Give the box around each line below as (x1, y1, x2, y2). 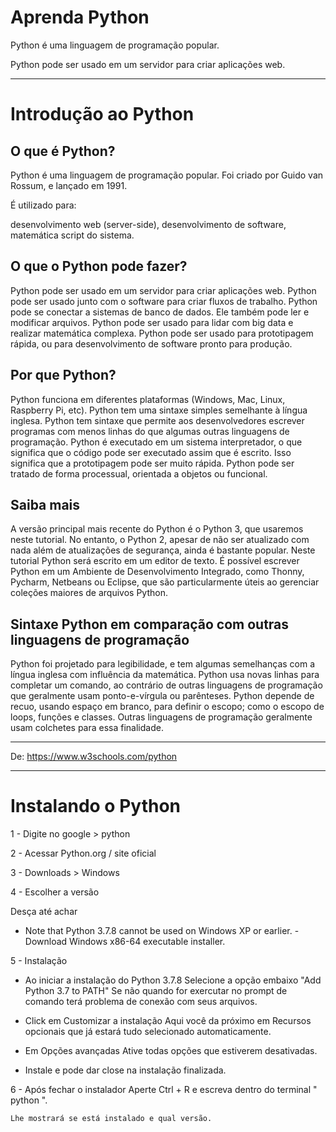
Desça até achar (10, 906, 78, 918)
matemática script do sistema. (10, 229, 135, 241)
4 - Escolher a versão (10, 886, 100, 898)
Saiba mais (10, 496, 81, 513)
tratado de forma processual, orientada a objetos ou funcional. (10, 467, 268, 480)
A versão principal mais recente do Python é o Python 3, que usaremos (10, 523, 304, 535)
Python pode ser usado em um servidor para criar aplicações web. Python (10, 284, 317, 296)
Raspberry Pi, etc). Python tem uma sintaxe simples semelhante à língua (10, 404, 308, 416)
